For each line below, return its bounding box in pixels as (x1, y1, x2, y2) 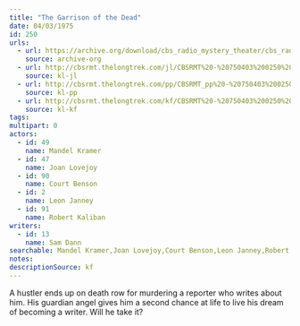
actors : (9, 130, 38, 139)
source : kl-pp (25, 88, 78, 97)
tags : (9, 113, 29, 122)
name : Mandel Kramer (25, 146, 102, 155)
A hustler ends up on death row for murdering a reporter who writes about (9, 287, 283, 298)
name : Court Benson (25, 180, 98, 189)
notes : (9, 254, 34, 264)
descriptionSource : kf (9, 263, 94, 272)
